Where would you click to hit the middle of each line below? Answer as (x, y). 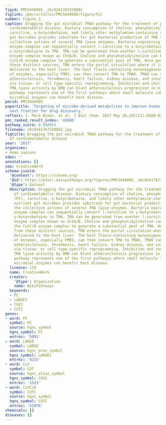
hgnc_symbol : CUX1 (29, 378)
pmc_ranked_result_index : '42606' (41, 120)
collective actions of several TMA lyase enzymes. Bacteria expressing (85, 42)
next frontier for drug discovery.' (47, 111)
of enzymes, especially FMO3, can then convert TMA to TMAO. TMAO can (84, 74)
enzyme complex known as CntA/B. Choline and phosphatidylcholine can (84, 56)
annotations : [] (22, 161)
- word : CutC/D (21, 387)
